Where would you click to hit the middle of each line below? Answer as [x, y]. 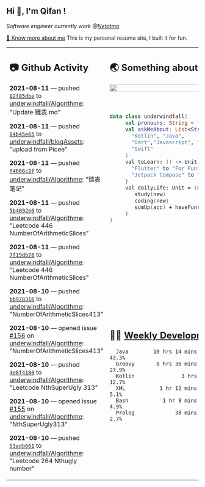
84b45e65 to [26, 134]
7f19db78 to [26, 255]
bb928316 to [26, 299]
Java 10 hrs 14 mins [156, 351]
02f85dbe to [26, 96]
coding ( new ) [152, 201]
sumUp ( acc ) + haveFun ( [167, 207]
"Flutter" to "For [158, 168]
